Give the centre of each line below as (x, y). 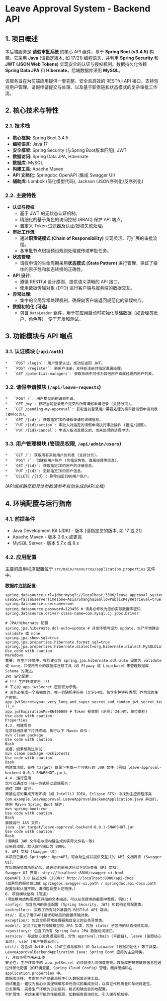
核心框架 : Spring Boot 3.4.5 (40, 138)
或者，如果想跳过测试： (26, 749)
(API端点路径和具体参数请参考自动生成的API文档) (55, 486)
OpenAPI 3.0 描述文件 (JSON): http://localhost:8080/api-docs (69, 878)
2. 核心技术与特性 (32, 111)
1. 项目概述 (22, 39)
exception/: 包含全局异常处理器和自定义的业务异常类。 (55, 920)
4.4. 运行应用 (18, 778)
